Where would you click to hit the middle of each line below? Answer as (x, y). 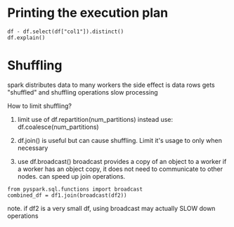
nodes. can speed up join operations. (71, 176)
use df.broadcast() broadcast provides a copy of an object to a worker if (122, 161)
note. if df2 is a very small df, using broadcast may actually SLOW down (111, 208)
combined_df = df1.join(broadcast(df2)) (67, 195)
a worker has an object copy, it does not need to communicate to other (120, 169)
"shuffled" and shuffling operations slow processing (83, 92)
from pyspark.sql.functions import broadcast (75, 189)
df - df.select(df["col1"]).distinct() (66, 32)
